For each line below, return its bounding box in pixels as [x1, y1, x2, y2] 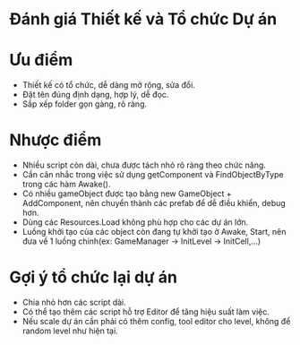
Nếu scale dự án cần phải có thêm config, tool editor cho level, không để [21, 316, 291, 326]
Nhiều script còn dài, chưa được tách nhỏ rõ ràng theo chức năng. [21, 160, 267, 170]
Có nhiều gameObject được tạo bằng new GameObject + [21, 188, 233, 199]
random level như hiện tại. [21, 325, 118, 336]
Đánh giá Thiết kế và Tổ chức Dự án [9, 9, 278, 30]
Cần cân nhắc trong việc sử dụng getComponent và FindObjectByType [21, 169, 284, 180]
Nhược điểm [9, 130, 102, 151]
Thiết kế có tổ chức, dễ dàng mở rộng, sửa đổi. [21, 80, 195, 91]
